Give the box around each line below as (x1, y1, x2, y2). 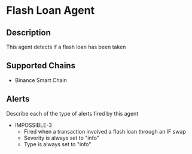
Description (6, 28, 51, 38)
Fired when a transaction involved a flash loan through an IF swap (23, 128, 187, 135)
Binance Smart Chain (14, 76, 67, 84)
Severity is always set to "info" (23, 134, 100, 141)
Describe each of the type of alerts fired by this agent (6, 110, 139, 117)
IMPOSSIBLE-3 (14, 121, 52, 129)
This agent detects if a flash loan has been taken (6, 43, 126, 50)
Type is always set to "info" (23, 140, 92, 147)
